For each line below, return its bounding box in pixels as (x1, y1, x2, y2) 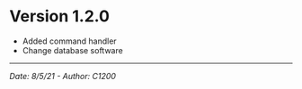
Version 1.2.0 (9, 6, 111, 27)
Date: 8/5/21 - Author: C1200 (9, 70, 117, 81)
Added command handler (22, 36, 117, 46)
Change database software (22, 44, 123, 55)
